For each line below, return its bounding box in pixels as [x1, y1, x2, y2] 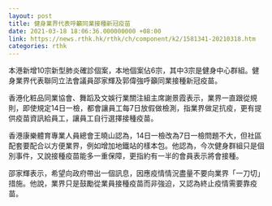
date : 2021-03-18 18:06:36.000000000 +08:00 [8, 27, 162, 35]
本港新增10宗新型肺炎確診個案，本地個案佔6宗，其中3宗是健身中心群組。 [8, 66, 253, 76]
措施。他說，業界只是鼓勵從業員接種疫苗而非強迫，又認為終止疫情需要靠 [8, 178, 250, 188]
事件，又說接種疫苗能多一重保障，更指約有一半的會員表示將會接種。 [15, 151, 244, 161]
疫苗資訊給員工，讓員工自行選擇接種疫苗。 [15, 113, 158, 123]
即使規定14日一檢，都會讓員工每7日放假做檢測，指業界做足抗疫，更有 [22, 103, 255, 113]
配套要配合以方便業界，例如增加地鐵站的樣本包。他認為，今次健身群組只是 [8, 141, 257, 151]
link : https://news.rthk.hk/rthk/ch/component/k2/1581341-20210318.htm [8, 34, 256, 43]
